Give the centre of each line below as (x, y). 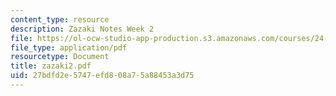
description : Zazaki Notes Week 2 (82, 29)
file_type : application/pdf (69, 47)
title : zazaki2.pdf (51, 66)
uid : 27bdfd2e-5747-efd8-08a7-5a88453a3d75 (102, 76)
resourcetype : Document (60, 57)
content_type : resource (60, 19)
